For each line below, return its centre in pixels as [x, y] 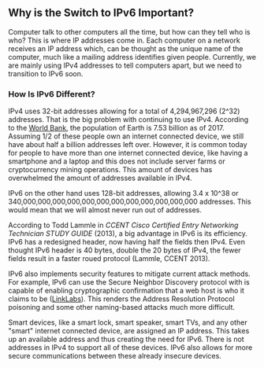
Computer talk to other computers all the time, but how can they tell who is [129, 31]
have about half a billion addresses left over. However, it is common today [128, 145]
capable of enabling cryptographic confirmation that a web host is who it [126, 291]
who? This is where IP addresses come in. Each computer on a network [124, 40]
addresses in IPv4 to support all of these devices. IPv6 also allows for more [130, 348]
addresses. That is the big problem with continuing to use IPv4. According [128, 120]
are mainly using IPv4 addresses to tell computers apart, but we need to [125, 65]
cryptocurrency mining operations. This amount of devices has [110, 170]
